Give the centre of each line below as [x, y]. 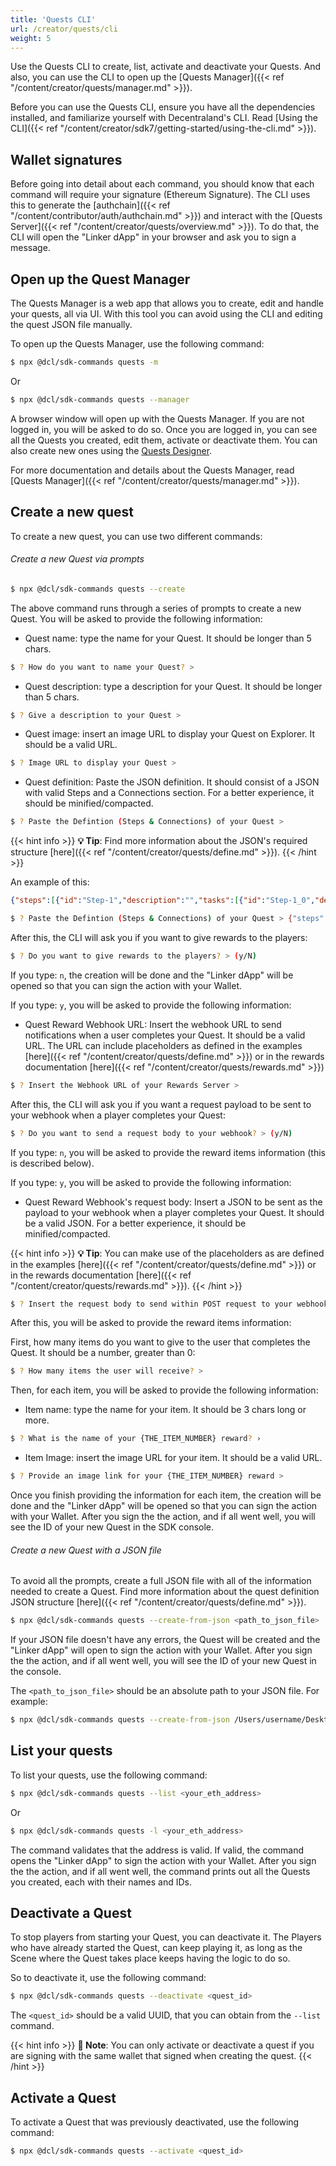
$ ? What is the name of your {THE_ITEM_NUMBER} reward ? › [136, 1439]
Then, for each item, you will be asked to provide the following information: [164, 1390]
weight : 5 [31, 38]
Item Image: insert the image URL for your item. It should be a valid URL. [173, 1458]
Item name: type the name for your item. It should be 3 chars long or [165, 1410]
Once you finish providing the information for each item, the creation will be [166, 1495]
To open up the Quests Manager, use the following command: [137, 344]
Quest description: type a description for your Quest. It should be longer [173, 686]
